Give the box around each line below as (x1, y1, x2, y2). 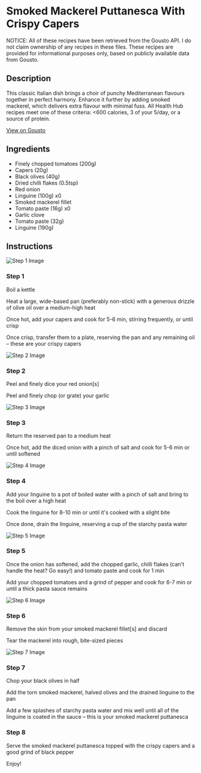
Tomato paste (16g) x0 (14, 204, 71, 212)
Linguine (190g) (14, 224, 54, 231)
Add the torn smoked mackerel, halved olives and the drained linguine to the (6, 689, 195, 696)
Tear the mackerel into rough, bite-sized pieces (6, 637, 124, 644)
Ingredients (6, 144, 50, 154)
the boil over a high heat (6, 497, 67, 504)
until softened (6, 450, 40, 457)
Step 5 (6, 547, 26, 555)
